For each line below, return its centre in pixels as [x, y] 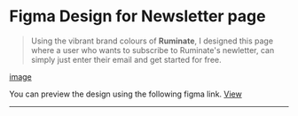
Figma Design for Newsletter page [137, 16]
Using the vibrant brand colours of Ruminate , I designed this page [152, 41]
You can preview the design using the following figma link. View [125, 94]
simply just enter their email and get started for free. [126, 59]
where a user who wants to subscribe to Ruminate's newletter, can [153, 50]
